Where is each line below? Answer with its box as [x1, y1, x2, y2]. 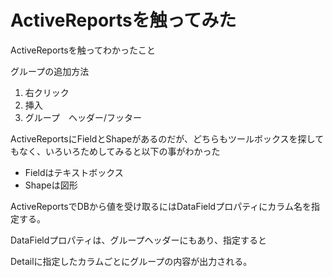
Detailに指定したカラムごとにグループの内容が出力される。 [10, 255, 253, 267]
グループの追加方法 [10, 65, 90, 77]
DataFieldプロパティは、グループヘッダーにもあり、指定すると [10, 234, 268, 246]
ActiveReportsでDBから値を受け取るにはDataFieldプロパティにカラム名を [10, 200, 312, 212]
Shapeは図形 [24, 179, 78, 191]
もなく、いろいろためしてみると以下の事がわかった [10, 145, 221, 157]
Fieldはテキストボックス [24, 166, 124, 178]
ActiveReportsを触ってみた [10, 9, 237, 32]
